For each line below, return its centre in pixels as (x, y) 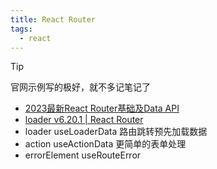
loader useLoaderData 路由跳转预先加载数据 (116, 132)
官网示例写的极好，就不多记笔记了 (80, 87)
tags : (21, 29)
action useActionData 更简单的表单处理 (105, 144)
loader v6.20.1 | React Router (84, 120)
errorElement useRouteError (83, 155)
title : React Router (53, 19)
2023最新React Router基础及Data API (102, 108)
